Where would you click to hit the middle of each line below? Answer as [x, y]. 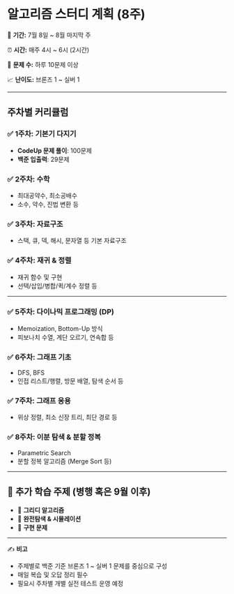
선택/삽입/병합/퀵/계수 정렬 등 [57, 285]
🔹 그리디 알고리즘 [41, 510]
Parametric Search [44, 453]
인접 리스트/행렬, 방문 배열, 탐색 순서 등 [70, 381]
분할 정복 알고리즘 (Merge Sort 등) [64, 461]
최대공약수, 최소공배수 [47, 195]
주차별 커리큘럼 [38, 112]
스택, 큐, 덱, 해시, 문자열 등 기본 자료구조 [72, 241]
